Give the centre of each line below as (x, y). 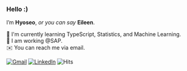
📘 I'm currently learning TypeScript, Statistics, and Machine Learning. (94, 34)
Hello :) (17, 9)
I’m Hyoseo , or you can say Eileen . (51, 23)
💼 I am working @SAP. (35, 41)
